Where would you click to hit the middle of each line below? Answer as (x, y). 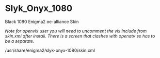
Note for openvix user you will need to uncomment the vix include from (76, 31)
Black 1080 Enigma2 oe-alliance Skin (42, 22)
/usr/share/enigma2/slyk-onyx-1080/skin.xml (50, 50)
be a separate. (20, 41)
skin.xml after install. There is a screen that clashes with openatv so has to (80, 36)
